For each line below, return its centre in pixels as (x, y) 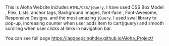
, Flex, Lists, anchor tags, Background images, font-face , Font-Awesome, (81, 12)
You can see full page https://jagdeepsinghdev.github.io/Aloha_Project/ (79, 38)
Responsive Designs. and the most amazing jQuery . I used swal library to (81, 18)
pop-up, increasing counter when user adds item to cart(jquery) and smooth (84, 23)
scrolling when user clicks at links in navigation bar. (59, 28)
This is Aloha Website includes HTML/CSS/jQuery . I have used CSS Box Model (84, 7)
